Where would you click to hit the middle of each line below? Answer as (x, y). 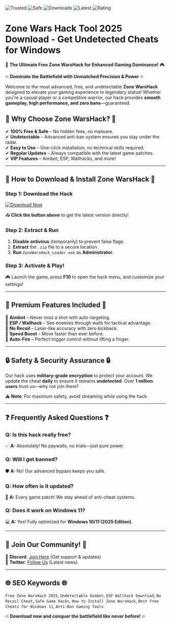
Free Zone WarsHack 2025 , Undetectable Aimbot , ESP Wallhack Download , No (83, 595)
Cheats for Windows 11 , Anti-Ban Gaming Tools (54, 606)
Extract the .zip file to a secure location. (55, 247)
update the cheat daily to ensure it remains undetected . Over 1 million (79, 381)
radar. (11, 142)
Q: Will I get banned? (32, 460)
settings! (15, 284)
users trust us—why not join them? (42, 386)
